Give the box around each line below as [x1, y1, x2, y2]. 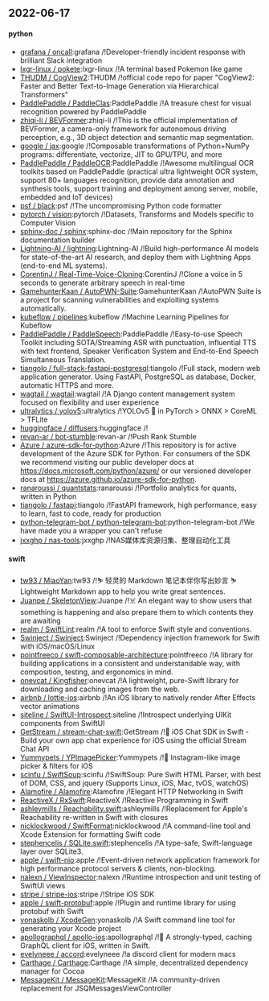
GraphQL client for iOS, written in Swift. [19, 941, 151, 950]
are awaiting [19, 616, 62, 625]
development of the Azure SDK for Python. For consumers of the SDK [19, 448, 251, 458]
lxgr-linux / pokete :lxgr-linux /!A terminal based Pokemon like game [19, 64, 243, 73]
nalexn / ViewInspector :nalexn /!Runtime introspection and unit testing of [19, 872, 261, 882]
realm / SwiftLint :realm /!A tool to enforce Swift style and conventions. [19, 624, 252, 634]
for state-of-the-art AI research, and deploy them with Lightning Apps [19, 252, 251, 262]
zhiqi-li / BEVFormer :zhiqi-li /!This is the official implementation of [19, 115, 238, 125]
